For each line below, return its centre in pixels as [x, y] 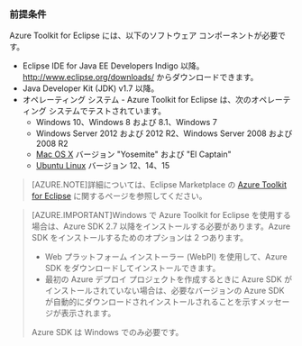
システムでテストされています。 [107, 111]
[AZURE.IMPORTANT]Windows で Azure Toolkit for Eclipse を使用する [161, 215]
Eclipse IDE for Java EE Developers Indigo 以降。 [113, 66]
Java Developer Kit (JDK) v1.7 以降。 [91, 88]
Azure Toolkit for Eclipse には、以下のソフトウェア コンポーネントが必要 [144, 36]
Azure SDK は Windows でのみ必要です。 [107, 332]
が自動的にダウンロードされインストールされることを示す [151, 302]
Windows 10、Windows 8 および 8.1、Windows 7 [127, 123]
